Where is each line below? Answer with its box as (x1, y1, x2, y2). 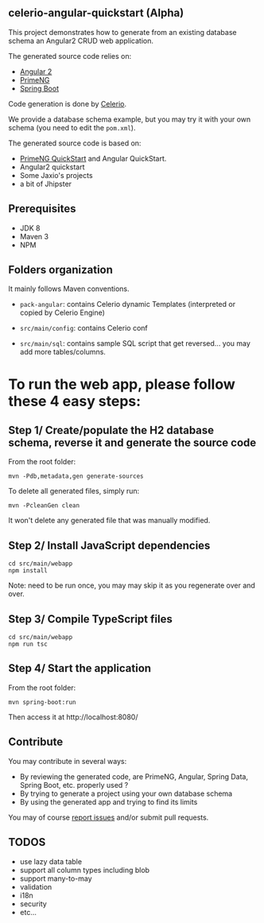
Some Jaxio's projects (19, 170, 93, 180)
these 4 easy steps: (8, 392, 142, 410)
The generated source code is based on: (8, 138, 142, 148)
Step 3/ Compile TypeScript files (8, 612, 173, 626)
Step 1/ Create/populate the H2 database (8, 424, 215, 437)
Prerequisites (8, 202, 76, 215)
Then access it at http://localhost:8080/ (8, 712, 138, 722)
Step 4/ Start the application (8, 661, 152, 675)
